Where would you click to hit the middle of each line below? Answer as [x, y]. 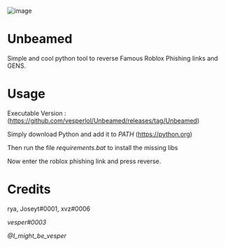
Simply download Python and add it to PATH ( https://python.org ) [100, 134]
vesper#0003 [27, 222]
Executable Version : [37, 113]
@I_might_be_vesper [37, 235]
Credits [29, 189]
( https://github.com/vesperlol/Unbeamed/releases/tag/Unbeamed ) [103, 120]
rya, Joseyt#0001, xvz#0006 [49, 209]
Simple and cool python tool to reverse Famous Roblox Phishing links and [113, 58]
